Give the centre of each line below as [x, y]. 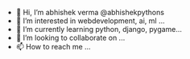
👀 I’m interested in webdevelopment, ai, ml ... [90, 21]
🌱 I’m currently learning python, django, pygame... [99, 29]
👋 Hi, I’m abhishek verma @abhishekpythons [90, 12]
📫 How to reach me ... [53, 47]
